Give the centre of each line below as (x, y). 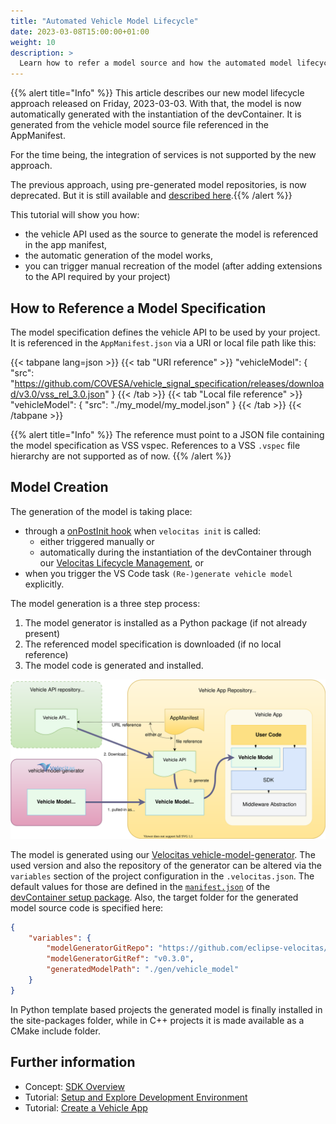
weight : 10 (33, 42)
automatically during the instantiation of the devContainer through (175, 552)
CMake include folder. (55, 1031)
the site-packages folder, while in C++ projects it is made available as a (157, 1020)
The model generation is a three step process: (105, 603)
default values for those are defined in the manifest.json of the (140, 886)
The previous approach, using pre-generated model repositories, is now (158, 185)
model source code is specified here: (87, 907)
